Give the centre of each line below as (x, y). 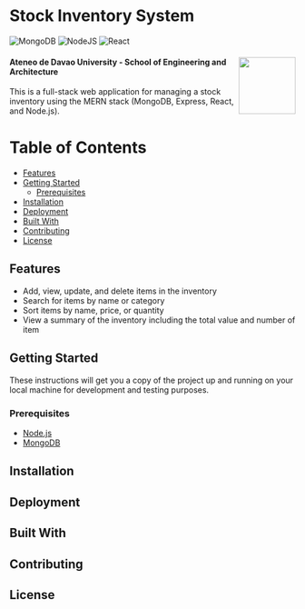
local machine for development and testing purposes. (109, 389)
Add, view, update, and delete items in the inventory (120, 291)
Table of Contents (78, 148)
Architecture (34, 71)
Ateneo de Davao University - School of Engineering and (118, 62)
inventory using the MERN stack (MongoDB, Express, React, (122, 102)
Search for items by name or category (93, 300)
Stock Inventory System (102, 16)
